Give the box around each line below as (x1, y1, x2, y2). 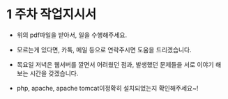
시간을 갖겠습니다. (29, 69, 79, 77)
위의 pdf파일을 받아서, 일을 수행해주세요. (16, 31, 128, 39)
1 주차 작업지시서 (6, 6, 97, 22)
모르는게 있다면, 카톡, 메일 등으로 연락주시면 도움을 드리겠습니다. (16, 45, 192, 54)
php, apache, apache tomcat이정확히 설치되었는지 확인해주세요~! (16, 84, 199, 92)
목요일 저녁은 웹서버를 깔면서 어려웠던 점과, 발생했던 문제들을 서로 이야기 (16, 60, 214, 68)
